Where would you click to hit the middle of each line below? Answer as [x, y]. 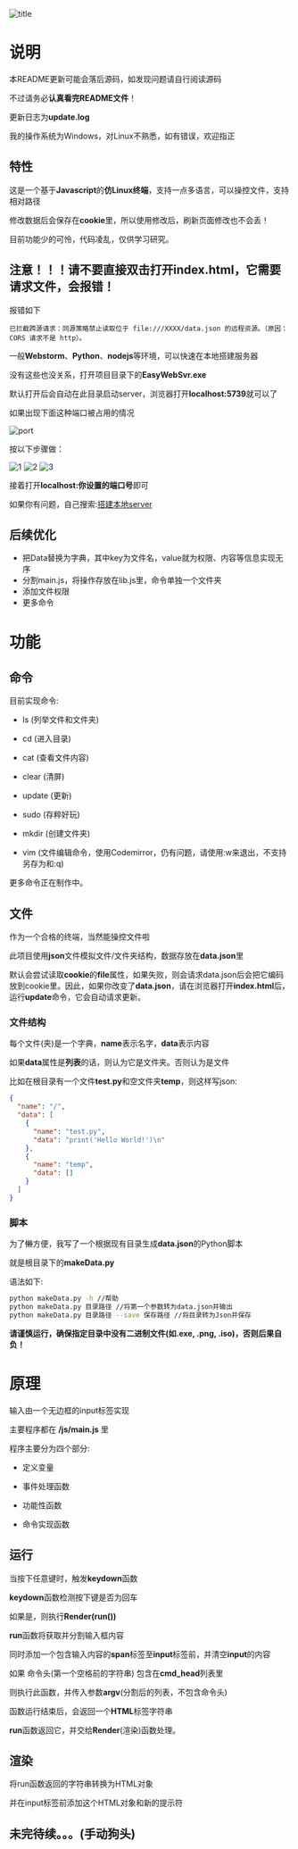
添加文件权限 [46, 591]
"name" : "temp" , [63, 1165]
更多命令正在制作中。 [48, 883]
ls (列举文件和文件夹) [61, 720]
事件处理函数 [46, 1486]
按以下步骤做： [37, 449]
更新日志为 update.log [50, 117]
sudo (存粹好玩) [51, 815]
